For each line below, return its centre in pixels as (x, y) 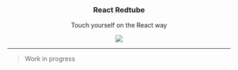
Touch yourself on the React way (119, 25)
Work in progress (50, 59)
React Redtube (119, 10)
